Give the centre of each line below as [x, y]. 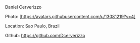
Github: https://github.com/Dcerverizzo [45, 35]
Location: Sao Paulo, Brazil [32, 26]
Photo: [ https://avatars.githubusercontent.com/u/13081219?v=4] [70, 16]
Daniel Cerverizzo [23, 7]
